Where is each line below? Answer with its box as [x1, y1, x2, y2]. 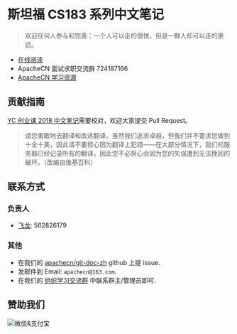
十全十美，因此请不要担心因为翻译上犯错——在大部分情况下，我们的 [24, 140, 224, 149]
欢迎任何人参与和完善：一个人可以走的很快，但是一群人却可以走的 [24, 31, 218, 40]
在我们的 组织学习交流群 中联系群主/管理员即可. [17, 276, 156, 284]
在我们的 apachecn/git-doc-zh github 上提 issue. [17, 258, 161, 266]
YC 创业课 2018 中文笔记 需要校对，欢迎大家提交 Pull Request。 [7, 116, 192, 124]
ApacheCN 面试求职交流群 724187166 [17, 64, 128, 72]
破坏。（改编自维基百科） [24, 158, 97, 166]
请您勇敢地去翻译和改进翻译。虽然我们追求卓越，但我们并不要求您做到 [24, 131, 231, 139]
